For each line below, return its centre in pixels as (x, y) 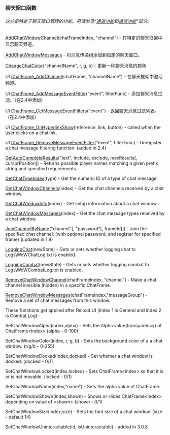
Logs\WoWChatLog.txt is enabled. (41, 255)
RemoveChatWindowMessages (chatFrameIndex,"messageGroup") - (77, 295)
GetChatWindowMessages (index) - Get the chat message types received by (85, 213)
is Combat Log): (22, 316)
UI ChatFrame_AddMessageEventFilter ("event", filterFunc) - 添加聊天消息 (82, 94)
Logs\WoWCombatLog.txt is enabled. (44, 270)
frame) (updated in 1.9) (29, 239)
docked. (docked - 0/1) (29, 361)
